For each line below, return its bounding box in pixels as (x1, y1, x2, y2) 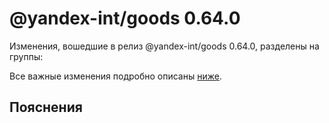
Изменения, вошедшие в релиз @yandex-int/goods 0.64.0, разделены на (9, 40, 320, 52)
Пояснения (9, 99, 83, 116)
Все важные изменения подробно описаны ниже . (9, 70, 222, 82)
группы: (9, 50, 44, 62)
